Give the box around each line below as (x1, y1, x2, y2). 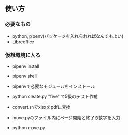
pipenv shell (12, 73, 37, 79)
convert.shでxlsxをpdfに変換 (12, 104, 71, 110)
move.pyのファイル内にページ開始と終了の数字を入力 (12, 114, 121, 120)
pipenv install (12, 63, 39, 69)
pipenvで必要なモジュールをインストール (12, 83, 95, 89)
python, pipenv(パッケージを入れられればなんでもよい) (12, 33, 124, 39)
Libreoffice (12, 39, 34, 45)
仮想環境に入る (5, 51, 41, 58)
